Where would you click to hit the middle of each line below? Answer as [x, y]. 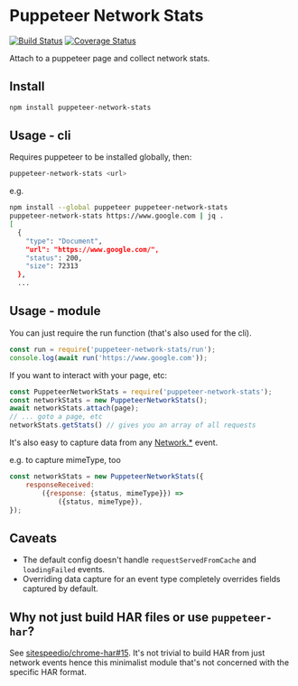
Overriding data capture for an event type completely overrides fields [151, 579]
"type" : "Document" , [64, 241]
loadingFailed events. [64, 570]
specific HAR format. [48, 672]
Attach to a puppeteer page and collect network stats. [110, 58]
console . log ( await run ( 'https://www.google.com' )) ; [108, 357]
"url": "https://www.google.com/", [93, 249]
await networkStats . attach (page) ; [74, 408]
